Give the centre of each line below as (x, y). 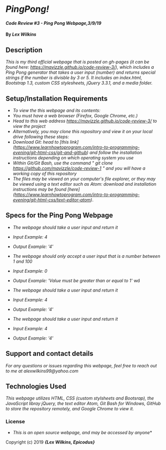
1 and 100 (22, 261)
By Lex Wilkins (21, 34)
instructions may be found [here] (46, 189)
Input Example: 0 (30, 271)
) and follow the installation (114, 152)
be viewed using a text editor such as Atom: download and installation (84, 184)
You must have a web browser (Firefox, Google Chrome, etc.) (75, 116)
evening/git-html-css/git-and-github (50, 152)
